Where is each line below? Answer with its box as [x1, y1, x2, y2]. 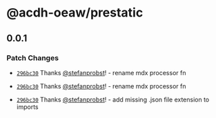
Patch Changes [6, 53, 59, 63]
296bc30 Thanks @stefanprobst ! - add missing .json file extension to [16, 95, 210, 104]
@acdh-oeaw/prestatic [6, 5, 144, 21]
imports [16, 102, 39, 111]
